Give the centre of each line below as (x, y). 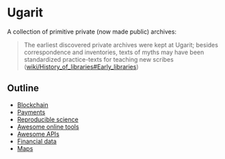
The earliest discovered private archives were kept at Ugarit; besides (121, 45)
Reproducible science (48, 119)
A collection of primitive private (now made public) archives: (92, 32)
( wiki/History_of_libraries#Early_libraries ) (81, 66)
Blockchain (32, 105)
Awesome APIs (38, 134)
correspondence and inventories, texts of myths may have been (114, 52)
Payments (31, 112)
